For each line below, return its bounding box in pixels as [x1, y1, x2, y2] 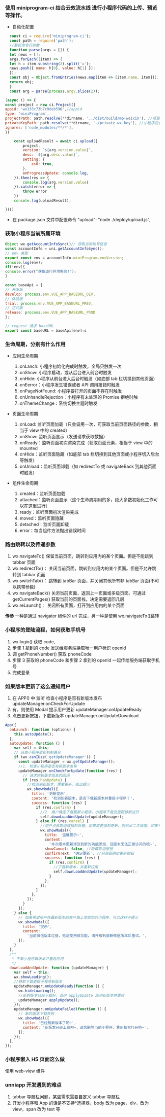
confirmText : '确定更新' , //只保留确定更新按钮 [44, 851, 134, 856]
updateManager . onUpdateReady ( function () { [14, 983, 105, 989]
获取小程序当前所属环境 [5, 230, 60, 237]
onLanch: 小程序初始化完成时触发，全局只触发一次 [19, 363, 122, 369]
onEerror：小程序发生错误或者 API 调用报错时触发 [19, 382, 120, 388]
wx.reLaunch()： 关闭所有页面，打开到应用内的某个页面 [12, 602, 125, 608]
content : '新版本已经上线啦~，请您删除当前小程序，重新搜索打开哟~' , [23, 1025, 149, 1030]
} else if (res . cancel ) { [36, 819, 89, 824]
